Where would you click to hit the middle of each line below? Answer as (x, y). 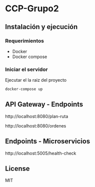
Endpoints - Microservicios (47, 141)
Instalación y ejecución (41, 27)
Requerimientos (25, 41)
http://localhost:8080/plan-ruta (37, 116)
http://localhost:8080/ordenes (36, 125)
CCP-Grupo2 (32, 9)
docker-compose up (24, 89)
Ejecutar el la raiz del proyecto (36, 80)
